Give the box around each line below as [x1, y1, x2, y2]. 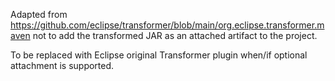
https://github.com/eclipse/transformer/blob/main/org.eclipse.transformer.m [10, 19, 325, 31]
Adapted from [10, 9, 68, 20]
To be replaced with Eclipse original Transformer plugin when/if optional [10, 49, 308, 61]
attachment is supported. [10, 60, 115, 71]
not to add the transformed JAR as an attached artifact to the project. [32, 30, 318, 41]
